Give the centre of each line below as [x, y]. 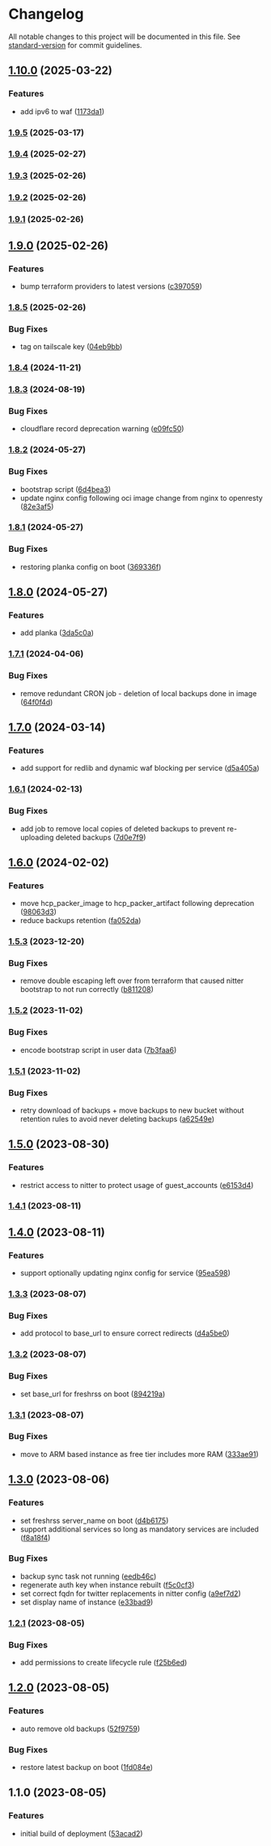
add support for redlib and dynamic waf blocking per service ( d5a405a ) [140, 768]
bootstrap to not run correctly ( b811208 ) [87, 989]
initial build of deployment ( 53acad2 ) [81, 1833]
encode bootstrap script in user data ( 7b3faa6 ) [98, 1049]
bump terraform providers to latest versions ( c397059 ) [111, 286]
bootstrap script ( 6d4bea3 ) [66, 489]
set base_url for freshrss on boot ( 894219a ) [93, 1394]
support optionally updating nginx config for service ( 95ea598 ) [125, 1273]
